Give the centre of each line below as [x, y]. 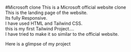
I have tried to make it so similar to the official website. [62, 34]
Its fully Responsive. [26, 18]
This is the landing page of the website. [46, 13]
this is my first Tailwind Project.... [40, 29]
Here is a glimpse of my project [38, 44]
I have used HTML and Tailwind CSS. [44, 23]
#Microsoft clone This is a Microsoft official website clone [66, 7]
